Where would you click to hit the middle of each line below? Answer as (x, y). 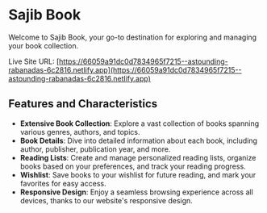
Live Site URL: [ (34, 61)
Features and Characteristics (83, 104)
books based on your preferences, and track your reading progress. (133, 166)
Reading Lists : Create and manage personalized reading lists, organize (138, 157)
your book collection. (44, 45)
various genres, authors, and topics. (80, 132)
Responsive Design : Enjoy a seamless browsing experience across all (137, 192)
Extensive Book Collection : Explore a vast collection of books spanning (140, 123)
